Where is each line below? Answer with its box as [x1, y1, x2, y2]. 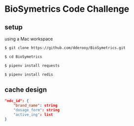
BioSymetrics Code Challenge [4, 3, 130, 15]
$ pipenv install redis [4, 72, 54, 77]
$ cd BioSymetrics [4, 54, 42, 59]
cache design [4, 85, 47, 94]
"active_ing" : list [13, 112, 54, 117]
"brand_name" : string [13, 103, 57, 108]
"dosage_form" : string [13, 108, 60, 113]
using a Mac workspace [4, 36, 53, 42]
